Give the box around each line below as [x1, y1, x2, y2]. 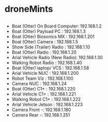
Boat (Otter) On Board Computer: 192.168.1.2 [11, 23, 102, 29]
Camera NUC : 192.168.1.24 [11, 80, 67, 87]
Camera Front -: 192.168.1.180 [11, 107, 71, 113]
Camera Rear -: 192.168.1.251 [11, 112, 70, 118]
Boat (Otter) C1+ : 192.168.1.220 [11, 86, 76, 91]
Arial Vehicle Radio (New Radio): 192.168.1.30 [11, 54, 103, 60]
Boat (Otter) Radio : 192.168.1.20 [11, 49, 77, 55]
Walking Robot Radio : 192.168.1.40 [11, 60, 82, 65]
